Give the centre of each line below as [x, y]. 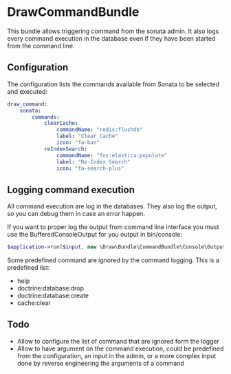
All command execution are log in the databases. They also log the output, [112, 206]
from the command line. [41, 46]
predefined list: [29, 268]
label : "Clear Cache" [87, 136]
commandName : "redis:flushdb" [99, 130]
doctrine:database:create [53, 296]
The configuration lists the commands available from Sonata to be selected [113, 84]
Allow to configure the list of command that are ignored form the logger [118, 341]
